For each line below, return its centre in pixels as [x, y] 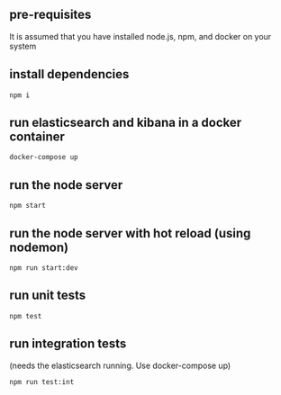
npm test [26, 316]
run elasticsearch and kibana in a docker [126, 123]
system [23, 46]
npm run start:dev [44, 268]
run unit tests [48, 296]
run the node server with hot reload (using [130, 233]
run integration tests [68, 344]
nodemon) [39, 247]
